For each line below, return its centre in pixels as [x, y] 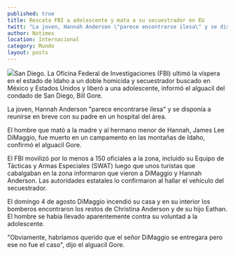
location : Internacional [43, 40]
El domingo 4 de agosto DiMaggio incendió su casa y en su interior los [109, 201]
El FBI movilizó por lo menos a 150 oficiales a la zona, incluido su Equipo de [116, 158]
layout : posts [28, 53]
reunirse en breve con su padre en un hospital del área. [87, 116]
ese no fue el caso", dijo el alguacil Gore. [66, 244]
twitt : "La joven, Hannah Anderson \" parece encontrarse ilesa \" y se [112, 27]
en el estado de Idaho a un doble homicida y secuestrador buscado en [109, 80]
